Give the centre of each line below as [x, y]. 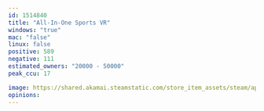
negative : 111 [31, 59]
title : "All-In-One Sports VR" [59, 23]
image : [19, 88]
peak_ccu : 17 [29, 73]
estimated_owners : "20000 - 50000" [66, 66]
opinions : [24, 95]
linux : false [29, 45]
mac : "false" [29, 37]
